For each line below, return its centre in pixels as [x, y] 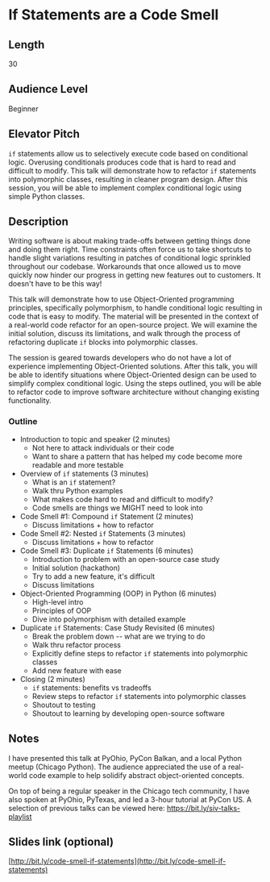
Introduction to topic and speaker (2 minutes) [95, 439]
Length [27, 45]
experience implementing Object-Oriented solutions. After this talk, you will [133, 366]
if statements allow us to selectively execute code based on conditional [128, 153]
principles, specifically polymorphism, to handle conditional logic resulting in [135, 308]
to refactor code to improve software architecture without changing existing [134, 392]
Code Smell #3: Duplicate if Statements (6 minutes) [106, 551]
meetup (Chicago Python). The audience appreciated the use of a [118, 767]
